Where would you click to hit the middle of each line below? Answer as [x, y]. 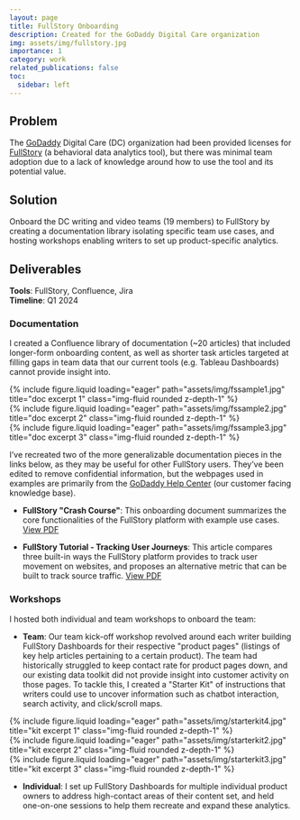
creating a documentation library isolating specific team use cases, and [142, 232]
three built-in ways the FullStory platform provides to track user [140, 557]
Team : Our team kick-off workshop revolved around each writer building [157, 636]
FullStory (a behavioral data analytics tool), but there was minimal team [141, 152]
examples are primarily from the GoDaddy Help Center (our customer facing [150, 484]
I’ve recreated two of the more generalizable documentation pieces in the [145, 455]
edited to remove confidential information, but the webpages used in [136, 474]
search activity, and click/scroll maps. [92, 703]
